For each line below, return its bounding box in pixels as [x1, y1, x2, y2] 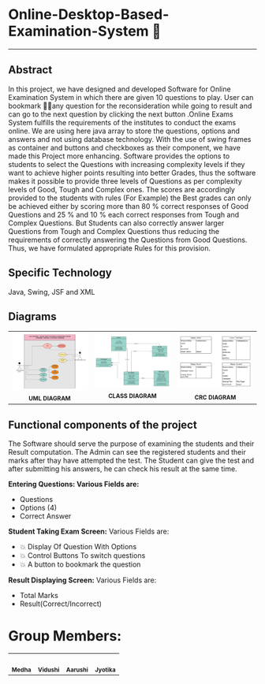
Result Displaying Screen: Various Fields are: [8, 575, 157, 585]
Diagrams [8, 310, 57, 323]
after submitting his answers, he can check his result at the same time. [8, 464, 238, 474]
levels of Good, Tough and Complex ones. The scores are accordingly [8, 184, 235, 194]
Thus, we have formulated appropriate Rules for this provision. [8, 243, 211, 253]
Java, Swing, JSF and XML [8, 287, 95, 296]
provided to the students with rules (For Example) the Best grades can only [8, 193, 252, 203]
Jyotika [95, 666, 116, 674]
